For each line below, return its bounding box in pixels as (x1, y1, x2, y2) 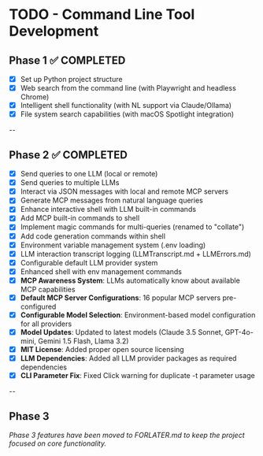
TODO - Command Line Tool (9, 6, 195, 24)
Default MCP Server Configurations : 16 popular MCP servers (20, 293, 221, 302)
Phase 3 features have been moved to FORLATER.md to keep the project (9, 431, 245, 440)
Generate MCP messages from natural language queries (20, 195, 203, 206)
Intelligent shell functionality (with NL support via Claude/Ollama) (20, 101, 232, 110)
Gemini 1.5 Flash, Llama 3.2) (38, 336, 129, 346)
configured (20, 302, 57, 311)
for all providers (20, 319, 72, 328)
